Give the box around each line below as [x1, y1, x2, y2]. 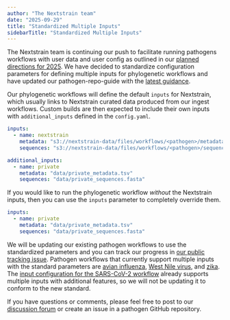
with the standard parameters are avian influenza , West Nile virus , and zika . [7, 262, 220, 271]
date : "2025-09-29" [7, 16, 63, 23]
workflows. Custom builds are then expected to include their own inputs [7, 105, 210, 113]
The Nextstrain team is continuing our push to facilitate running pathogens [7, 48, 217, 56]
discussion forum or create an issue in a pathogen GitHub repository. [7, 304, 202, 312]
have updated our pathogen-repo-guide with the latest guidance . [7, 77, 191, 86]
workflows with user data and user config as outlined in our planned [7, 56, 200, 64]
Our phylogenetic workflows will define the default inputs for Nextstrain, [7, 90, 212, 99]
